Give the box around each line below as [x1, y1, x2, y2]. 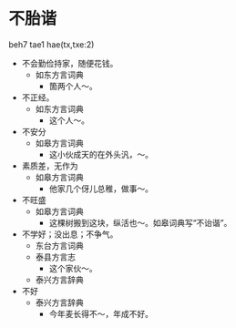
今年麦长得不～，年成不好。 [48, 308, 154, 319]
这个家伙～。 [48, 262, 97, 273]
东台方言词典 [35, 240, 84, 251]
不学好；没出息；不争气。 [21, 229, 118, 240]
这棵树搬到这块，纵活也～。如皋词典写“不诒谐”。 [48, 217, 232, 228]
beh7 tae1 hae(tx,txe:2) [8, 38, 95, 50]
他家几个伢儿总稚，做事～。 [48, 183, 154, 194]
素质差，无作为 [21, 160, 78, 171]
